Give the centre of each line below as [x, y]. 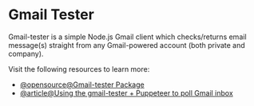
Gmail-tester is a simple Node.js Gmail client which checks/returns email [127, 37]
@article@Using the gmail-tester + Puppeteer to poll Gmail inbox [126, 92]
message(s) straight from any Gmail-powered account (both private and [127, 45]
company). [26, 53]
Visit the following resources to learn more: [79, 69]
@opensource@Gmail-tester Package [82, 84]
